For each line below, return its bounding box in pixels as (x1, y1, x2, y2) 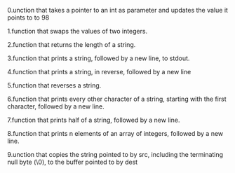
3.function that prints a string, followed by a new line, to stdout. (7, 54, 190, 62)
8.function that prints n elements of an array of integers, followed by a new (7, 130, 224, 137)
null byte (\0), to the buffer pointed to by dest (7, 158, 138, 166)
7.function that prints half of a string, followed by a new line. (7, 116, 180, 124)
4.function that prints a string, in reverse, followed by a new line (7, 68, 192, 76)
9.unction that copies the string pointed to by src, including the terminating (7, 151, 223, 158)
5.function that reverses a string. (7, 81, 102, 90)
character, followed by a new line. (7, 102, 105, 111)
